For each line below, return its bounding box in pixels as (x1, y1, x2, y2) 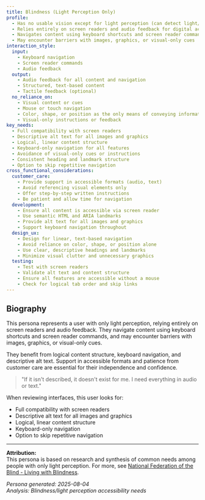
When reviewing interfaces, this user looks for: (6, 394, 124, 401)
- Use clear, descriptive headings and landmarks (17, 247, 146, 253)
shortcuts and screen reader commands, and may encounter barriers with (6, 333, 192, 340)
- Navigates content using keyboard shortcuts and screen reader (12, 32, 182, 38)
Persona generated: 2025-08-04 (6, 480, 90, 488)
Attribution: (6, 449, 37, 457)
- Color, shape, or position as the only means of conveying (17, 111, 176, 117)
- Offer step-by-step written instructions (17, 190, 130, 196)
